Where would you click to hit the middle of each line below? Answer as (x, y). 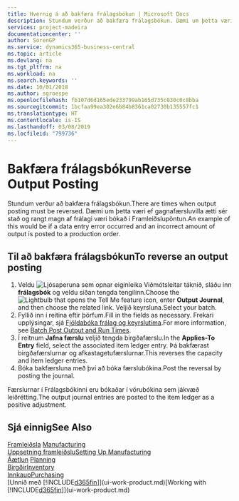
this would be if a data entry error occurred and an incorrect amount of (111, 226)
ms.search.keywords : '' (43, 80)
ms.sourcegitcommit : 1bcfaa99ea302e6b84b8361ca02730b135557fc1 (103, 107)
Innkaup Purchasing (36, 475)
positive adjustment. (37, 405)
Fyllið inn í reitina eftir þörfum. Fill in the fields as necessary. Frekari (116, 315)
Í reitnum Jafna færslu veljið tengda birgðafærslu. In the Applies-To (116, 338)
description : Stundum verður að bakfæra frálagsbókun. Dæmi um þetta (113, 21)
